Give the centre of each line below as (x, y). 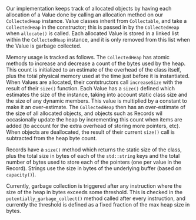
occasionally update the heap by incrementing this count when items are (94, 119)
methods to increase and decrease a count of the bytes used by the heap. (96, 63)
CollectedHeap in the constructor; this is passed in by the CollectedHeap (93, 27)
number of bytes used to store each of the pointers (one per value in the (94, 162)
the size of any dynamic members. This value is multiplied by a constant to (97, 101)
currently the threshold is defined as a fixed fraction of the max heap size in (98, 204)
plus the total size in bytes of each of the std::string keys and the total (93, 156)
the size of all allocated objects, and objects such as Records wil (84, 113)
